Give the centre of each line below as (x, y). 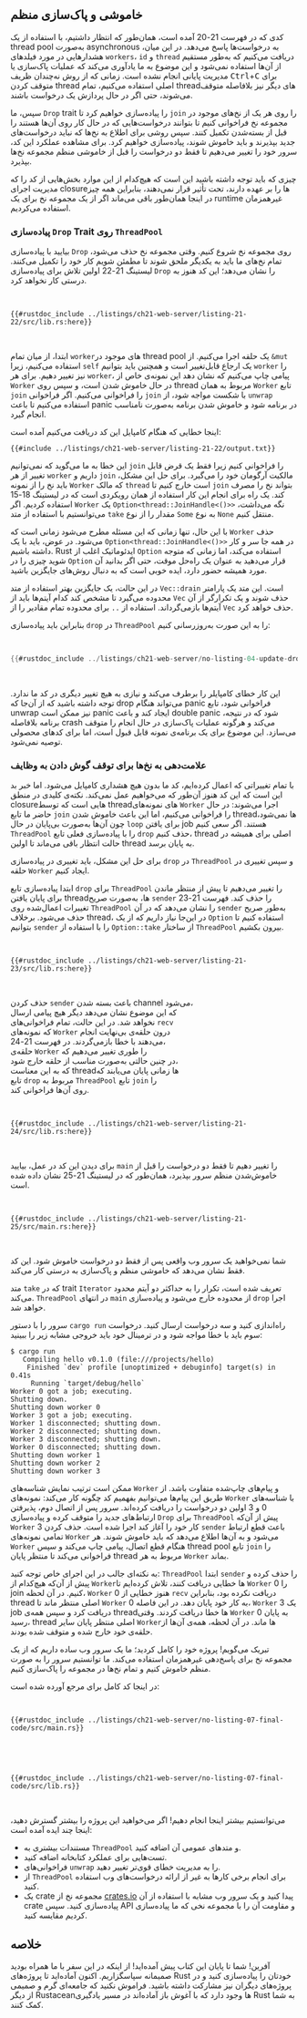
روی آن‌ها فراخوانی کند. (50, 1090)
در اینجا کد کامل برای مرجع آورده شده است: (85, 1686)
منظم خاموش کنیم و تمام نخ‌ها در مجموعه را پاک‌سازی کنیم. (111, 1669)
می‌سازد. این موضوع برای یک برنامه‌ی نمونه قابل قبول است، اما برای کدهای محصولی (153, 732)
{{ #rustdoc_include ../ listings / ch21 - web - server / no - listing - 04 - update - (149, 659)
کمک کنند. (27, 2005)
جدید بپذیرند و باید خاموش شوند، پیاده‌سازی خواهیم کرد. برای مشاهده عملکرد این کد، (153, 141)
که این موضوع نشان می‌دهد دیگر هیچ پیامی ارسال (93, 1013)
